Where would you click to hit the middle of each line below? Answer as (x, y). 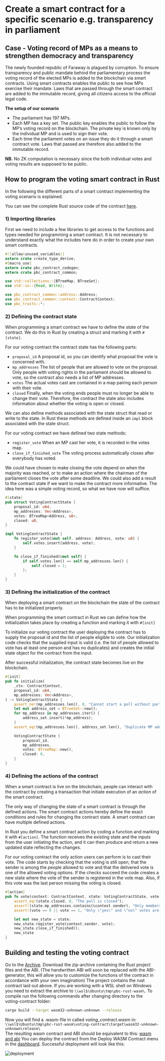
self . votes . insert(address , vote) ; (59, 543)
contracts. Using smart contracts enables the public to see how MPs (74, 83)
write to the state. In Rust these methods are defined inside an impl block (79, 418)
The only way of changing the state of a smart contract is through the (75, 806)
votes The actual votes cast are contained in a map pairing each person (85, 383)
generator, (15, 975)
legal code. (16, 99)
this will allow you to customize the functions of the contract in (90, 975)
